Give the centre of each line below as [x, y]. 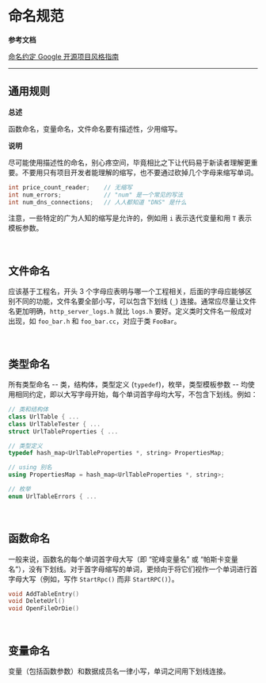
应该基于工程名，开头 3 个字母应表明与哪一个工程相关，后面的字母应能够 [127, 292]
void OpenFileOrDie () [44, 609]
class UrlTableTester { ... [55, 424]
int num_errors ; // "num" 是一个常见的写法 [96, 195]
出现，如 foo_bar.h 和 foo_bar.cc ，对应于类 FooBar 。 [95, 321]
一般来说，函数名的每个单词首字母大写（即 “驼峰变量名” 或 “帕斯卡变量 [123, 559]
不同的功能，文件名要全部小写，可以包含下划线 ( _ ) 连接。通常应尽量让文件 [136, 301]
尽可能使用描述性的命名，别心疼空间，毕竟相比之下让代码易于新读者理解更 [129, 162]
